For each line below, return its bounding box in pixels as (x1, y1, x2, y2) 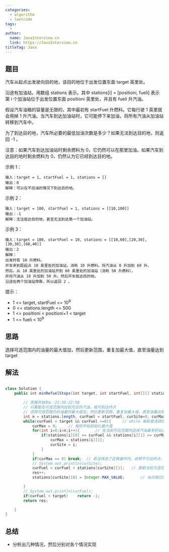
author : (5, 31, 22, 36)
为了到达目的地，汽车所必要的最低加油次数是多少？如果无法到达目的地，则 (5, 130, 159, 136)
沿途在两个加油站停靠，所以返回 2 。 (5, 279, 72, 285)
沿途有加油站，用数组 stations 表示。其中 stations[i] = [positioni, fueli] (5, 90, 150, 96)
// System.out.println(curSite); (32, 461, 102, 466)
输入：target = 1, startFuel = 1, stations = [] (5, 175, 107, 180)
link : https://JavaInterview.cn (10, 40, 78, 45)
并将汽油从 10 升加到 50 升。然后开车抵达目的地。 (5, 274, 99, 279)
